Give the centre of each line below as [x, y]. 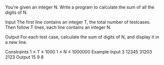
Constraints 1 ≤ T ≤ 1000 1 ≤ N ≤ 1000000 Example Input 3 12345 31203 [79, 52]
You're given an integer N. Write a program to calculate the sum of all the [80, 7]
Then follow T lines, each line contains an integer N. [58, 27]
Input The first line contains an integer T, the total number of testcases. [78, 22]
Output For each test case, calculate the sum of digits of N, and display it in [82, 37]
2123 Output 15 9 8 [24, 57]
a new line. [16, 42]
